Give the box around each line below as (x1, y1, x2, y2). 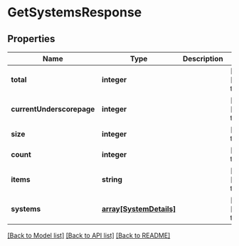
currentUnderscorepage (11, 104, 95, 114)
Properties (7, 33, 55, 45)
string (102, 175, 123, 184)
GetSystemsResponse (7, 4, 142, 21)
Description (182, 54, 223, 63)
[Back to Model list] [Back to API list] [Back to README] (7, 231, 171, 240)
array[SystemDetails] (102, 204, 176, 214)
